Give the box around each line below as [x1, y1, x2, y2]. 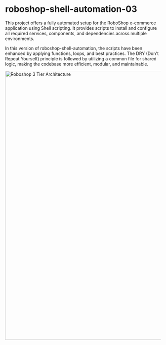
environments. [5, 36, 35, 42]
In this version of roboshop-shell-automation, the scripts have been [5, 45, 142, 51]
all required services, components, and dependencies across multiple [5, 30, 147, 36]
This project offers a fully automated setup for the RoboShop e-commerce [5, 20, 157, 26]
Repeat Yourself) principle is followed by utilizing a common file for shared [5, 55, 157, 61]
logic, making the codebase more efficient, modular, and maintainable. [5, 61, 149, 67]
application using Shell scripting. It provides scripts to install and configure [5, 25, 157, 31]
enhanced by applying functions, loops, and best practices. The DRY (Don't [5, 50, 159, 56]
